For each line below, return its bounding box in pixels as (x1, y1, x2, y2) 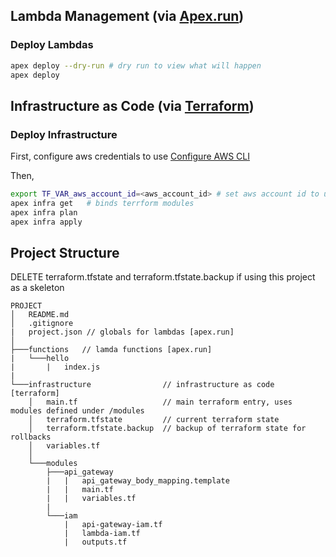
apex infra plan (10, 207, 78, 218)
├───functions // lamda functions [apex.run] (10, 345, 213, 355)
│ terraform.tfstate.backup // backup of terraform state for (28, 424, 307, 434)
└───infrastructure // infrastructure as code (10, 380, 275, 390)
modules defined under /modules (10, 406, 145, 416)
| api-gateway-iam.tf (63, 520, 163, 530)
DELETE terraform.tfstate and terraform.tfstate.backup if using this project (10, 271, 316, 283)
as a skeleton (10, 282, 65, 294)
